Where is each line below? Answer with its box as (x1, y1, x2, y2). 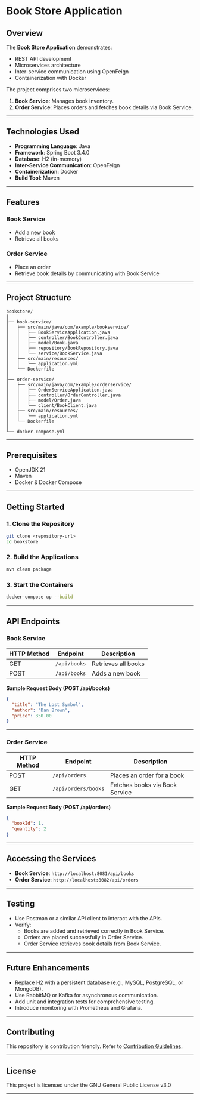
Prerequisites (6, 451, 57, 460)
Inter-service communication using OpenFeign (14, 68, 129, 75)
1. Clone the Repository (6, 519, 74, 528)
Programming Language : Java (14, 142, 91, 150)
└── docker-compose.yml (6, 429, 65, 435)
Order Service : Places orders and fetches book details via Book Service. (14, 104, 193, 111)
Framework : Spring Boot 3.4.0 (14, 149, 90, 156)
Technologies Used (6, 127, 79, 137)
